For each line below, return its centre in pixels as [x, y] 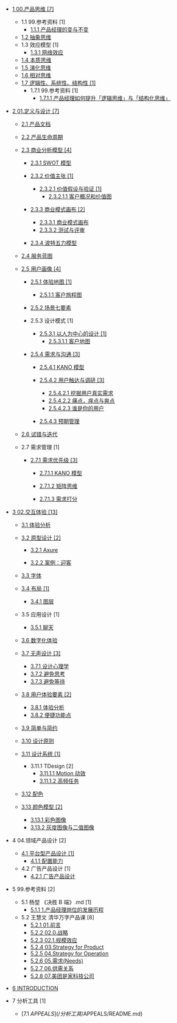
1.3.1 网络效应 [47, 52]
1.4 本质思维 [36, 60]
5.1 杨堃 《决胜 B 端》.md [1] [56, 902]
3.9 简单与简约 [39, 728]
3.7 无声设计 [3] [41, 653]
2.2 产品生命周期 [42, 137]
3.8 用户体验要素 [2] [46, 694]
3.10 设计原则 [38, 741]
